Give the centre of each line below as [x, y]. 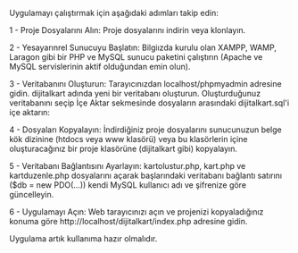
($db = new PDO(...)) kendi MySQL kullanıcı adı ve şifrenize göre [128, 185]
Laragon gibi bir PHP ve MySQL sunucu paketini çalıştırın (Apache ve [136, 57]
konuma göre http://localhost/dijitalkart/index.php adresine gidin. [128, 221]
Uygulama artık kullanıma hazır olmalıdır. [83, 239]
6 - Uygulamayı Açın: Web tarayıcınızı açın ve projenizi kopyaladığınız [137, 212]
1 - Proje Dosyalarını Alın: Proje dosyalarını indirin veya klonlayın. [128, 30]
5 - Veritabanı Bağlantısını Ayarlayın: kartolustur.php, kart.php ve [128, 166]
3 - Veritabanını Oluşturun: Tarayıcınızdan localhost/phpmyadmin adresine [146, 84]
